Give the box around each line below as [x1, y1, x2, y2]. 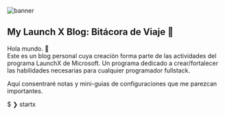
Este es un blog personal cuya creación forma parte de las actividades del [7, 51, 217, 60]
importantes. [7, 86, 43, 95]
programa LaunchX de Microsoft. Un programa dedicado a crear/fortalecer [7, 59, 219, 67]
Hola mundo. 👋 [7, 44, 49, 53]
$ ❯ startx [7, 100, 36, 108]
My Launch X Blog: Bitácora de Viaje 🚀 [7, 26, 174, 38]
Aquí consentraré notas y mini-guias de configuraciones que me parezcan [7, 79, 217, 88]
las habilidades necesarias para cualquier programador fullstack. [7, 66, 191, 75]
